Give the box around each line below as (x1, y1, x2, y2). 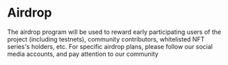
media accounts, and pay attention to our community (7, 50, 158, 58)
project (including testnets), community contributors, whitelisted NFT (7, 35, 205, 43)
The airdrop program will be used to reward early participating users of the (7, 28, 221, 36)
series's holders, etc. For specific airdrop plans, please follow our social (7, 42, 213, 50)
